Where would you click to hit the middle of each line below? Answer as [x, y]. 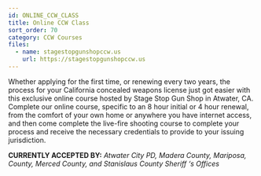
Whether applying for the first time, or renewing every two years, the [119, 81]
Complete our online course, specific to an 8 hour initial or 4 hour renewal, [129, 106]
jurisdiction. [27, 140]
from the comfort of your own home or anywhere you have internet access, [130, 115]
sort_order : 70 [33, 30]
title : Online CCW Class [49, 23]
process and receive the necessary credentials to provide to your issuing [126, 131]
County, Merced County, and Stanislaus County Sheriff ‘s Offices [114, 163]
